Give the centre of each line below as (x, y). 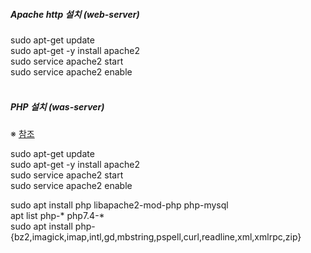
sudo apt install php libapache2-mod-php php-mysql (119, 205)
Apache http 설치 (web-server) (75, 14)
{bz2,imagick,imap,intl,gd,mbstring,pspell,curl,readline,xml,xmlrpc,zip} (156, 236)
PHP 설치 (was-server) (57, 106)
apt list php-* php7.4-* (57, 215)
